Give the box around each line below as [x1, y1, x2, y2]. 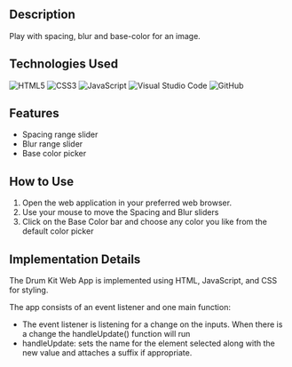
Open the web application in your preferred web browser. [21, 197, 233, 208]
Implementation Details [9, 251, 141, 267]
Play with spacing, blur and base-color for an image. [9, 30, 201, 41]
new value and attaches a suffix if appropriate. [21, 347, 193, 358]
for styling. [9, 284, 49, 296]
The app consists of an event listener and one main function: [9, 302, 231, 313]
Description [9, 7, 75, 22]
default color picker [21, 226, 94, 236]
